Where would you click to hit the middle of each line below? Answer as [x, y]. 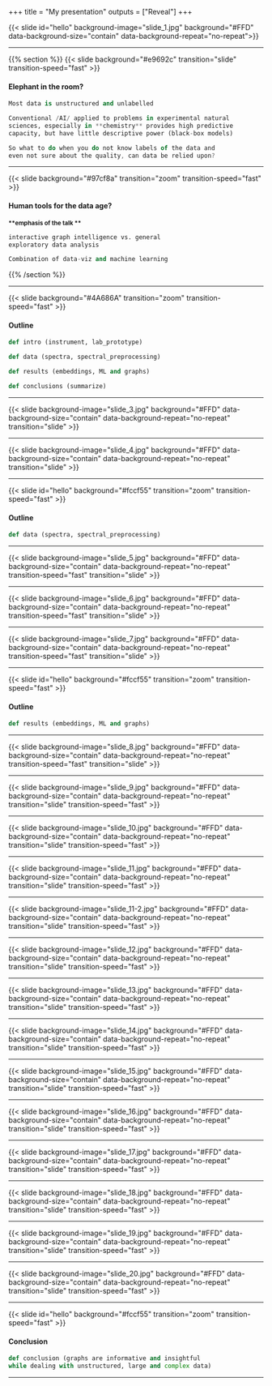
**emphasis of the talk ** [45, 223]
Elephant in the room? [46, 86]
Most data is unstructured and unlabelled [81, 104]
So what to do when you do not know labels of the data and [112, 148]
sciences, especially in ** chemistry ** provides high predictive [121, 126]
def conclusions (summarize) [57, 387]
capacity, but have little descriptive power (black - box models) [121, 133]
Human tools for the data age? [60, 206]
